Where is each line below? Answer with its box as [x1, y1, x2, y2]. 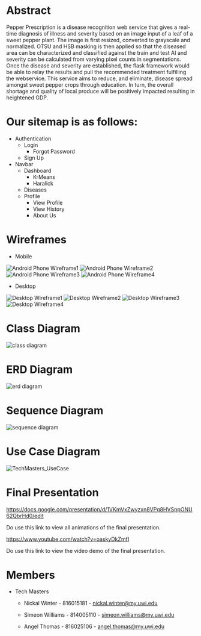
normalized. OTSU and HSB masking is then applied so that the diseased [6, 43, 186, 50]
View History [32, 205, 65, 213]
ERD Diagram [6, 363, 73, 376]
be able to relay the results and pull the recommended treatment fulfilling [6, 68, 187, 75]
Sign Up [23, 154, 44, 161]
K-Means [32, 173, 56, 181]
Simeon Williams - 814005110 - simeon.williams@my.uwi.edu [23, 611, 175, 619]
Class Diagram [6, 322, 81, 335]
